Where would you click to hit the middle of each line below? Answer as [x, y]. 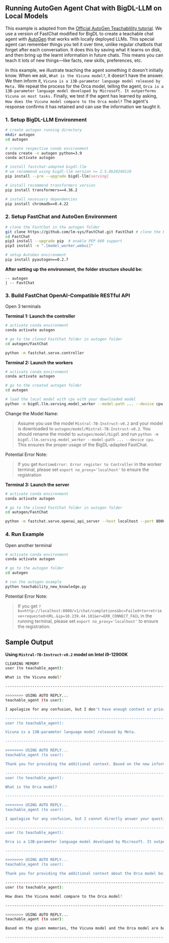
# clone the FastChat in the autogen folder [53, 227]
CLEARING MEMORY [22, 664]
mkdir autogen [20, 135]
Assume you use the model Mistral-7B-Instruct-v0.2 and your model [90, 423]
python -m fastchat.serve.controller [45, 353]
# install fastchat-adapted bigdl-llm [46, 167]
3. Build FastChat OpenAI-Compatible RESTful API [68, 295]
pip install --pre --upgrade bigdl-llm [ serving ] [57, 176]
